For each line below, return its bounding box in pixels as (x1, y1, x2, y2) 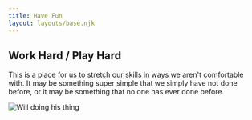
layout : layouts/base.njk (8, 19, 95, 27)
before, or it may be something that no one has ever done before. (8, 87, 225, 97)
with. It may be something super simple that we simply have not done (8, 78, 238, 88)
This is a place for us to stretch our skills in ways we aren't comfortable (8, 70, 244, 80)
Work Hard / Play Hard (8, 49, 122, 62)
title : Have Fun (8, 11, 63, 20)
